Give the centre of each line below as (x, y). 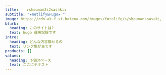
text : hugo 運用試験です (33, 33)
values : (13, 56)
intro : (12, 37)
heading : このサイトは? (32, 28)
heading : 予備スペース (30, 60)
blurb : (12, 23)
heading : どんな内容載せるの (36, 42)
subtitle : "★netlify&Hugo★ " (35, 14)
